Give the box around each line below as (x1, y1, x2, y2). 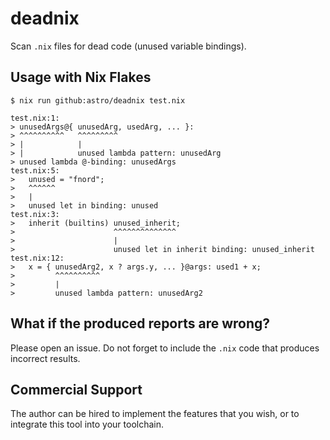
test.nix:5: (10, 165, 60, 176)
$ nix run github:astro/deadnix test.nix (10, 95, 186, 106)
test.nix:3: (10, 209, 60, 219)
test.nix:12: (10, 253, 65, 263)
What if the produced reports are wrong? (10, 315, 271, 332)
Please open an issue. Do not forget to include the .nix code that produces (10, 342, 320, 354)
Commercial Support (10, 381, 143, 398)
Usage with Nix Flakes (10, 69, 152, 86)
